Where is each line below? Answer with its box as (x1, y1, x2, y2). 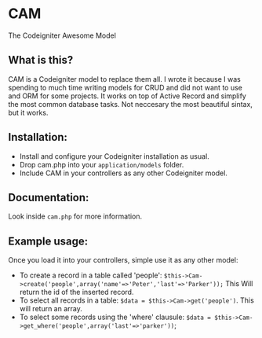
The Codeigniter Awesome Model (8, 31, 116, 40)
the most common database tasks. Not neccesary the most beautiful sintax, (8, 99, 253, 108)
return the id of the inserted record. (19, 288, 134, 297)
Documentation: (8, 190, 89, 204)
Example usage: (8, 234, 89, 248)
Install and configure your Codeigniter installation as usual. (19, 151, 209, 161)
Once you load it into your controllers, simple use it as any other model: (8, 255, 238, 265)
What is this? (8, 53, 74, 67)
